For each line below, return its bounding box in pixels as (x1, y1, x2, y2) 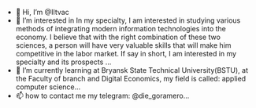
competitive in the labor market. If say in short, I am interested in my (15, 49, 237, 58)
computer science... (15, 82, 81, 92)
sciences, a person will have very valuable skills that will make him (15, 41, 232, 50)
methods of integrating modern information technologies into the (15, 24, 227, 33)
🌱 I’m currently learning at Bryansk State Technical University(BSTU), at (15, 66, 248, 74)
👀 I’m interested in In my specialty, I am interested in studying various (15, 16, 241, 25)
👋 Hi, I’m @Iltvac (15, 8, 69, 16)
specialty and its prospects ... (15, 57, 112, 67)
